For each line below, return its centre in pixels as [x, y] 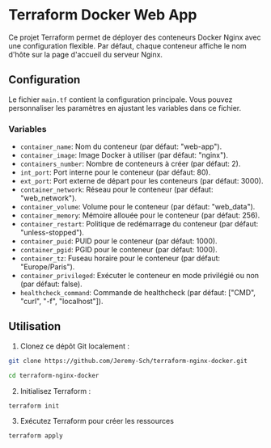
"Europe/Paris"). [47, 267]
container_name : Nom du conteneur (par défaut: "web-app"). [121, 146]
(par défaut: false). [51, 284]
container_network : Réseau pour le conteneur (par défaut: [116, 190]
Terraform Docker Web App [103, 15]
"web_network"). [48, 198]
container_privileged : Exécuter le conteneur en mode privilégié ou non [140, 276]
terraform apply [36, 436]
